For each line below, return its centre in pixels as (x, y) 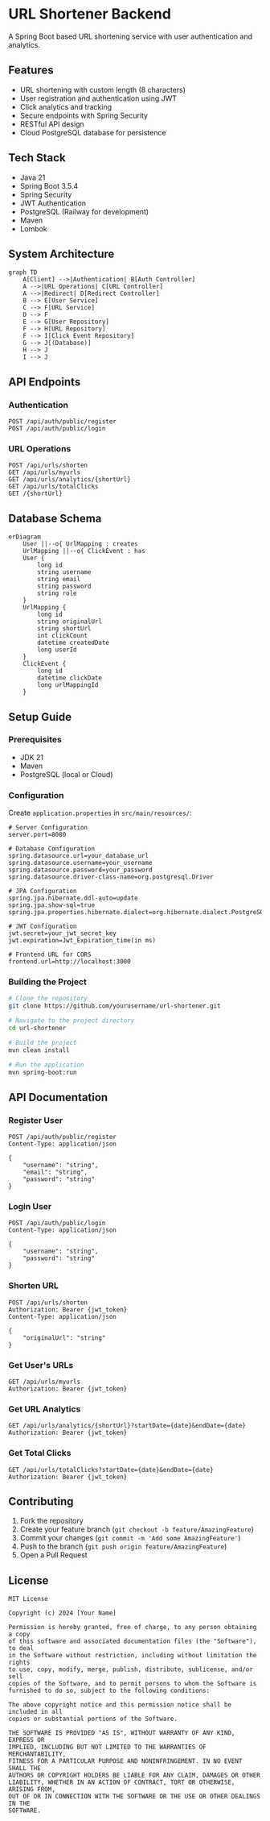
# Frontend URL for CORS (50, 955)
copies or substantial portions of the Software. (93, 1719)
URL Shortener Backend (90, 14)
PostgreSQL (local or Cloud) (67, 774)
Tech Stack (37, 158)
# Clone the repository (48, 999)
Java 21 (33, 177)
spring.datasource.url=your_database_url (79, 856)
